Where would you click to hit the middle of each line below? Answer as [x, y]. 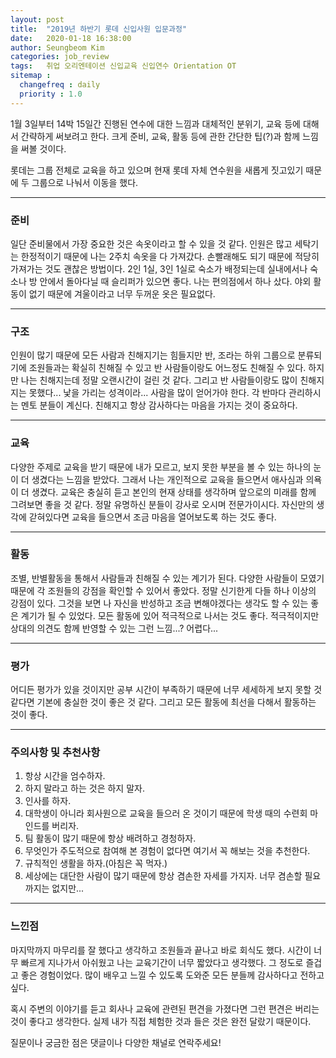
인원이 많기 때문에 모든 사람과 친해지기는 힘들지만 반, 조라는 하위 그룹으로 [153, 355]
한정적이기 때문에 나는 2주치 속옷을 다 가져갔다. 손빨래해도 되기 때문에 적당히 [170, 256]
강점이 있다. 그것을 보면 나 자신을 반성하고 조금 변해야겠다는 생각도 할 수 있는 [159, 603]
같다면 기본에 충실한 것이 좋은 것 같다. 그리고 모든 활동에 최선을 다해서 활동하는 [163, 702]
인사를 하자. [48, 801]
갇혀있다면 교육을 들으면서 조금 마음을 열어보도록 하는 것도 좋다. [152, 517]
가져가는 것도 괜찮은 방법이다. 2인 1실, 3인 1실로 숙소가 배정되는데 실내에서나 [159, 268]
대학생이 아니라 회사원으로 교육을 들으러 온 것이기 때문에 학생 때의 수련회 [166, 813]
